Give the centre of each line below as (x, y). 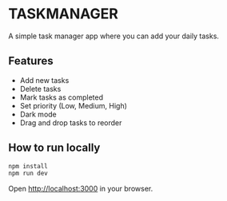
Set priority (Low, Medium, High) (74, 105)
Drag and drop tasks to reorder (71, 122)
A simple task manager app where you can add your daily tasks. (114, 36)
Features (31, 61)
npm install (28, 166)
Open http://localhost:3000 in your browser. (81, 189)
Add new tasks (44, 80)
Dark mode (38, 114)
